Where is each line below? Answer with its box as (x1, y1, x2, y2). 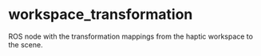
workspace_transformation (8, 6, 193, 24)
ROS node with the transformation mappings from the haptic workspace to (8, 32, 254, 41)
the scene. (8, 39, 43, 49)
